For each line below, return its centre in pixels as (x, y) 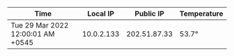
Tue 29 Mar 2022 (40, 25)
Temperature (201, 13)
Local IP (101, 13)
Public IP (150, 13)
